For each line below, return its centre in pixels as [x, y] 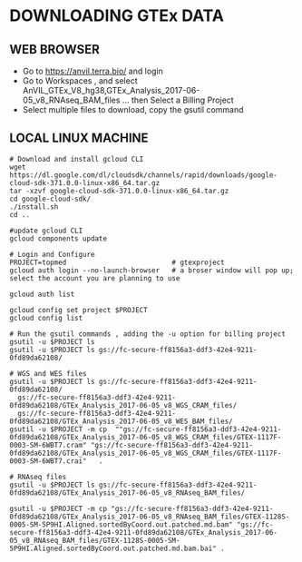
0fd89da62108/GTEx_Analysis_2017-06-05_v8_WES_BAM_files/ [121, 421]
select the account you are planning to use [95, 278]
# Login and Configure [52, 254]
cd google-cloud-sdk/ [50, 199]
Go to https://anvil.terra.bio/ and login [93, 71]
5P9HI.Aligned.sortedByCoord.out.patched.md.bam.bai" [113, 548]
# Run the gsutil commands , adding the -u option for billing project [147, 334]
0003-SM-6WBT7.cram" [49, 445]
